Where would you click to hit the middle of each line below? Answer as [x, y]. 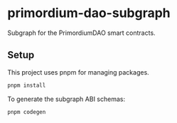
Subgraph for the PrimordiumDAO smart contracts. [81, 33]
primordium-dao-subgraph [89, 13]
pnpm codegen [27, 112]
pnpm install [27, 85]
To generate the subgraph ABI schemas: [66, 99]
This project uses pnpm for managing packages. [78, 72]
